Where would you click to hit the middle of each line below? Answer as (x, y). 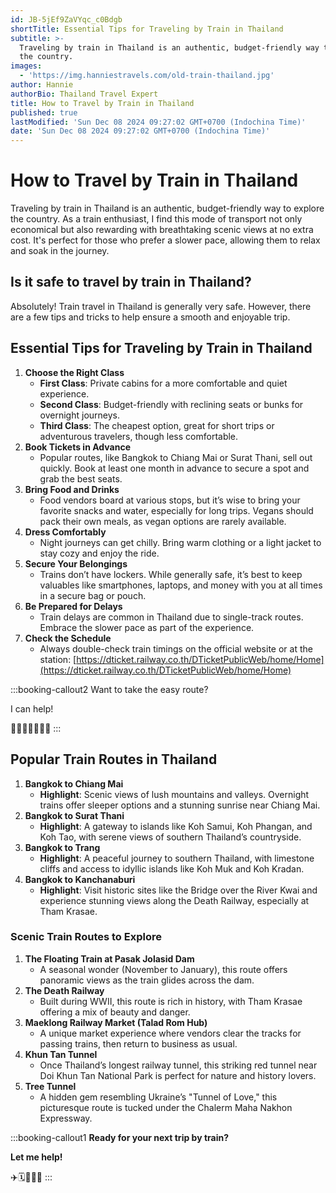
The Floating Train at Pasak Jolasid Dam (109, 958)
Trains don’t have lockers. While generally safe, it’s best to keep (171, 574)
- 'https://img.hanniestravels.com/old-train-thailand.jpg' (147, 76)
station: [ (58, 659)
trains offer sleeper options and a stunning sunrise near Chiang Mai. (180, 805)
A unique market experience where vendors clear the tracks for (170, 1033)
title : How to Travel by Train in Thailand (102, 103)
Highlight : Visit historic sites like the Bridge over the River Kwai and (178, 890)
